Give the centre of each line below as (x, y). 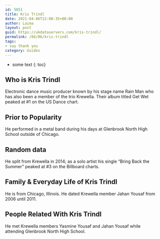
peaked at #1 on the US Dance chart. (42, 102)
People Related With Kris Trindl (53, 214)
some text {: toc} (29, 65)
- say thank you (21, 46)
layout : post (18, 28)
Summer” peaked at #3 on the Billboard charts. (52, 166)
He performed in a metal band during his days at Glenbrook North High (76, 129)
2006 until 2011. (21, 199)
